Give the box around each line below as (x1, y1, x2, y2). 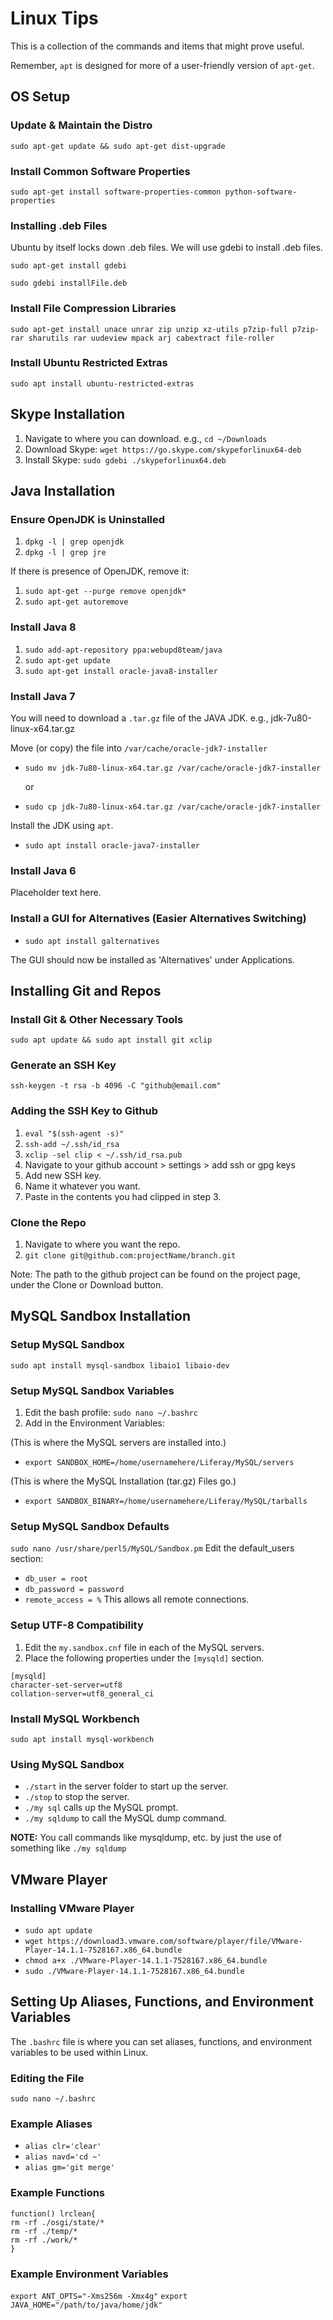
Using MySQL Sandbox (10, 1757, 125, 1771)
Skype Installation (10, 406, 126, 423)
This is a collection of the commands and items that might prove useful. (10, 40, 305, 52)
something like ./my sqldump (10, 1842, 127, 1854)
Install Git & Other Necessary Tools (10, 1012, 184, 1026)
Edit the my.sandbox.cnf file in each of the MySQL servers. (24, 1641, 265, 1653)
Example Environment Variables (10, 2267, 169, 2281)
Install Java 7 (10, 689, 76, 703)
